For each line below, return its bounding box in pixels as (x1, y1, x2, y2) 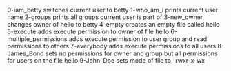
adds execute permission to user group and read (68, 35, 208, 43)
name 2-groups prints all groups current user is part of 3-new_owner (7, 13, 203, 21)
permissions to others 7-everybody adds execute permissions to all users (7, 42, 217, 50)
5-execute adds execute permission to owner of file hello (7, 27, 170, 35)
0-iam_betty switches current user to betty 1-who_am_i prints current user (7, 6, 219, 14)
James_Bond (7, 49, 44, 57)
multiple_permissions (7, 35, 68, 43)
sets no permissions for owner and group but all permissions (45, 49, 218, 57)
